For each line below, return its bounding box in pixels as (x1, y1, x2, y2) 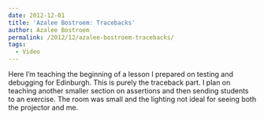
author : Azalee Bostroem (8, 26, 90, 34)
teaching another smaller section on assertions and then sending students (8, 86, 250, 95)
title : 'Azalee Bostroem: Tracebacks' (8, 19, 136, 27)
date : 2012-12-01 (8, 11, 65, 20)
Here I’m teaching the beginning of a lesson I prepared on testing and (8, 70, 234, 78)
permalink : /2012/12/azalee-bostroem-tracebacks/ (8, 33, 175, 42)
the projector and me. (8, 103, 79, 112)
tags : (8, 41, 26, 49)
